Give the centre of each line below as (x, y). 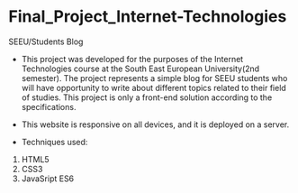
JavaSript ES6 (48, 179)
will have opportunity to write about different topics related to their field (154, 87)
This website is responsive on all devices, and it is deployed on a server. (155, 124)
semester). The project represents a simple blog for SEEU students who (154, 78)
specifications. (49, 106)
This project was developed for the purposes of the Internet (132, 59)
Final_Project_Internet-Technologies (148, 17)
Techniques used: (54, 142)
